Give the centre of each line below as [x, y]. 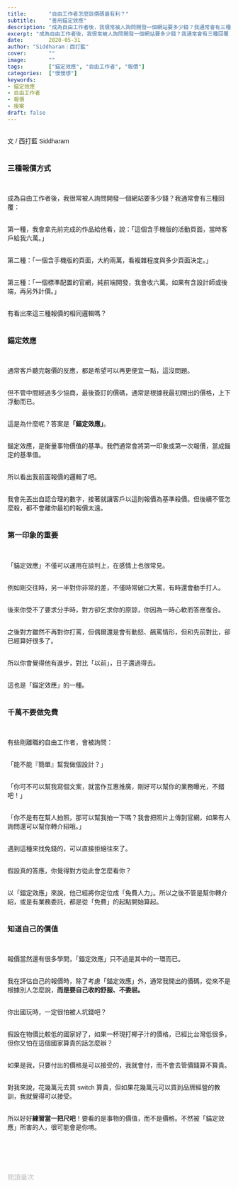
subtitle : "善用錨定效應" [47, 21]
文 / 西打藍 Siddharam [38, 141]
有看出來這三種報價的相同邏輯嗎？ [57, 314]
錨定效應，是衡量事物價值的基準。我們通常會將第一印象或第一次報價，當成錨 [119, 446]
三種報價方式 [29, 168]
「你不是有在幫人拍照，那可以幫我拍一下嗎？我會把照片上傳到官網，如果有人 [119, 817]
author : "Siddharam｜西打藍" [48, 47]
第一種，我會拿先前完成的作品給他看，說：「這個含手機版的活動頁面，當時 [114, 230]
